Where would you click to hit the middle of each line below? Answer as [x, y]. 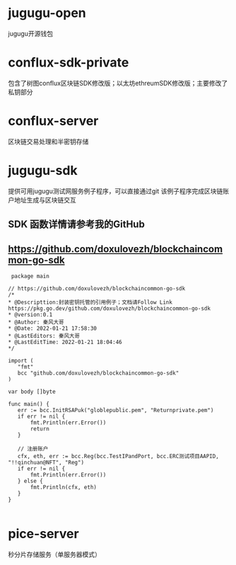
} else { [30, 481]
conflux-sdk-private [69, 63]
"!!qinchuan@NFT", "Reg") [46, 462]
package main [30, 276]
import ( [21, 360]
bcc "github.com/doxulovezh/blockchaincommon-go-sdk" [98, 373]
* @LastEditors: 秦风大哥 [44, 336]
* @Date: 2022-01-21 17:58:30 [53, 328]
